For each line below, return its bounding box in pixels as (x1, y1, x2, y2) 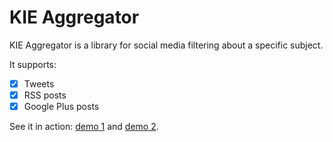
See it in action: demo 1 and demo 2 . (9, 121, 159, 133)
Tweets (23, 77, 55, 90)
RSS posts (23, 89, 67, 101)
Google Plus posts (23, 101, 100, 113)
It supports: (9, 58, 57, 70)
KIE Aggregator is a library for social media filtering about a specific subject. (9, 39, 324, 51)
